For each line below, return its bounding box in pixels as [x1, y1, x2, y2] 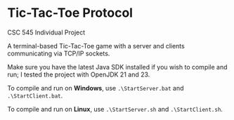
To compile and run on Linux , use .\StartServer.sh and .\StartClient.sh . [7, 105, 223, 113]
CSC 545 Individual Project [7, 28, 86, 36]
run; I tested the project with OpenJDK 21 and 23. [7, 70, 150, 79]
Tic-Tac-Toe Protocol [7, 5, 134, 21]
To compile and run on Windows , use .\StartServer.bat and [7, 84, 184, 92]
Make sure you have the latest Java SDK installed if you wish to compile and [7, 62, 228, 71]
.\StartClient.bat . [7, 91, 63, 100]
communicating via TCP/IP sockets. [7, 49, 110, 58]
